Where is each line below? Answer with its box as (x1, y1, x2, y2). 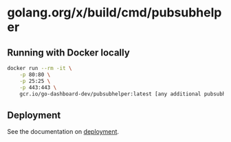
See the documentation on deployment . (7, 128, 119, 136)
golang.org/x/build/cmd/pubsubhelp (7, 5, 222, 21)
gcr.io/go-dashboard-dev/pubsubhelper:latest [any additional (19, 91, 201, 97)
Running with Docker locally (7, 47, 131, 58)
